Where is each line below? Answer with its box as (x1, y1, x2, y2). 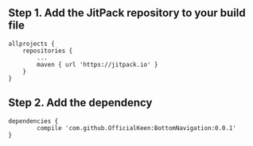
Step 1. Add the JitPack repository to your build (8, 6, 247, 20)
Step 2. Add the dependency (8, 96, 153, 109)
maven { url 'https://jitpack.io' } (37, 60, 158, 68)
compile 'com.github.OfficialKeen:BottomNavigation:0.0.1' (37, 124, 237, 132)
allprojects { (8, 40, 56, 48)
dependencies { (8, 117, 59, 125)
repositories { (22, 47, 73, 55)
